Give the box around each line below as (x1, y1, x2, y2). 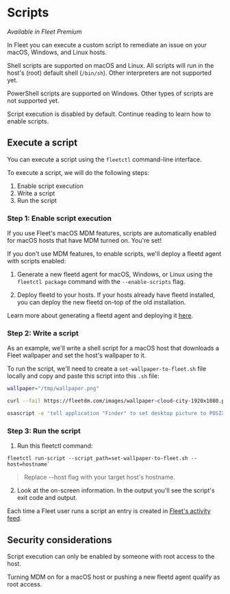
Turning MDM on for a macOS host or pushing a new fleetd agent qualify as (7, 573, 220, 581)
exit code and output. (16, 494, 77, 502)
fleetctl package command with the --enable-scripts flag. (16, 278, 186, 286)
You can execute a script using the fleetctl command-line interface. (7, 155, 202, 163)
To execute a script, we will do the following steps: (7, 168, 149, 176)
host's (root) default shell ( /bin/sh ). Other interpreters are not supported (7, 69, 212, 77)
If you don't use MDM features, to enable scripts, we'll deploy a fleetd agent (7, 250, 221, 258)
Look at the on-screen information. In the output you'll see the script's (16, 486, 215, 495)
